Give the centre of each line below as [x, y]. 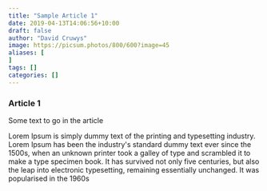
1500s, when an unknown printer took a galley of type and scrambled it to [130, 153]
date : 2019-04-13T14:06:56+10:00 [64, 23]
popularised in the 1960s [49, 178]
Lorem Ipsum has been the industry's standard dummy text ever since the [130, 144]
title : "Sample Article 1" [53, 16]
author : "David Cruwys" [48, 38]
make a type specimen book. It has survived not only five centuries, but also [134, 161]
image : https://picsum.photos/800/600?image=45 [89, 46]
